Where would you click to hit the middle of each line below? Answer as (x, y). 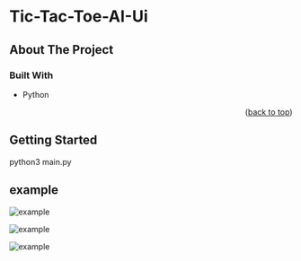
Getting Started (53, 140)
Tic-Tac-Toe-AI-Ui (79, 17)
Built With (31, 75)
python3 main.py (40, 161)
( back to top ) (269, 112)
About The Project (62, 50)
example (34, 190)
